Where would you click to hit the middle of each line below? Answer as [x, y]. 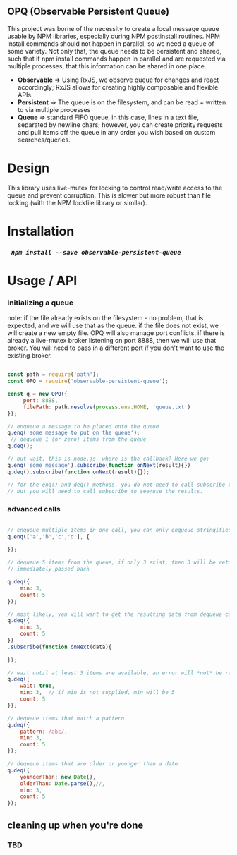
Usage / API [42, 281]
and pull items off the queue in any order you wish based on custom [116, 132]
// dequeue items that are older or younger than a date [93, 764]
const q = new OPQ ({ [38, 394]
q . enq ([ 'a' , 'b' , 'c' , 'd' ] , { [49, 536]
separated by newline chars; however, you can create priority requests [120, 125]
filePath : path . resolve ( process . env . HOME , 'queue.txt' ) [107, 407]
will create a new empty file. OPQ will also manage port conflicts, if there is [116, 333]
